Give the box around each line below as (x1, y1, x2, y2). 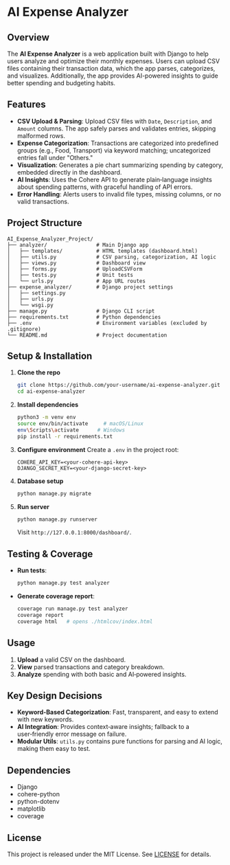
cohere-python (16, 790, 60, 798)
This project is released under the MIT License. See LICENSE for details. (7, 850, 211, 858)
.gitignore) (7, 326, 41, 333)
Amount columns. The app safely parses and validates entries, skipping (16, 124, 216, 133)
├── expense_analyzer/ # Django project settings (7, 283, 174, 291)
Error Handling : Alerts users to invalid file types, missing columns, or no (16, 190, 222, 198)
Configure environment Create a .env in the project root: (16, 445, 179, 453)
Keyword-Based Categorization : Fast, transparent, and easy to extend (16, 708, 218, 717)
